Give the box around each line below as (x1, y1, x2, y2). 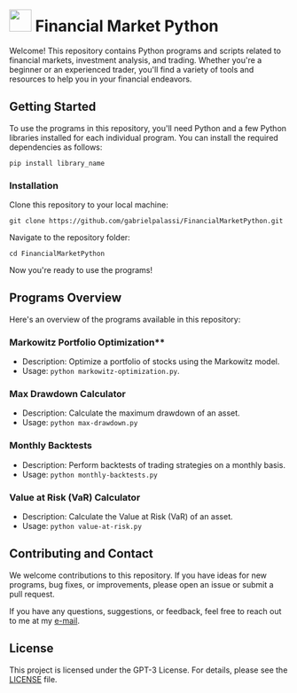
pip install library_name (9, 159, 105, 167)
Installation (9, 179, 59, 191)
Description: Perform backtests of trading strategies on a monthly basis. (21, 459, 286, 470)
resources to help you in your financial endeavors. (9, 74, 192, 84)
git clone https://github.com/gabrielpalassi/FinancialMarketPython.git (9, 217, 284, 226)
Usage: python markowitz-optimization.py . (21, 366, 180, 377)
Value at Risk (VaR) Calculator (9, 491, 141, 503)
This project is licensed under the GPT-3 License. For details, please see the (9, 665, 288, 675)
